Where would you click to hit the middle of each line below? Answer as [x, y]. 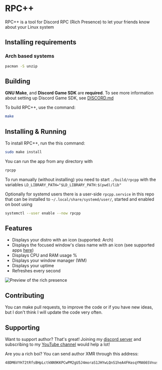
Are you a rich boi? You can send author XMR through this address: [72, 354]
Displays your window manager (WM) [49, 260]
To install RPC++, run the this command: [45, 143]
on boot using [19, 204]
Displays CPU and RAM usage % [44, 256]
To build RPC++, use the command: [40, 108]
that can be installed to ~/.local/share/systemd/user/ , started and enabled [80, 199]
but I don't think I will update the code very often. [54, 312]
